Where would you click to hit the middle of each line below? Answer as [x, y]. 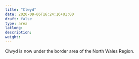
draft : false [19, 19]
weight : [13, 37]
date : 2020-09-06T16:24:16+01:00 [40, 14]
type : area [16, 23]
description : [19, 32]
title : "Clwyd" [21, 10]
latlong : [14, 28]
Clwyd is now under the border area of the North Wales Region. [70, 51]
